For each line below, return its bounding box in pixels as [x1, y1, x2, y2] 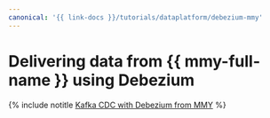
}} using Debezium [53, 70, 195, 90]
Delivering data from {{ [8, 51, 181, 71]
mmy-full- [184, 51, 261, 71]
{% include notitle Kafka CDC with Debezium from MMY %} [8, 99, 227, 110]
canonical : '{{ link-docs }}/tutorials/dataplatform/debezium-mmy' [8, 12, 264, 22]
